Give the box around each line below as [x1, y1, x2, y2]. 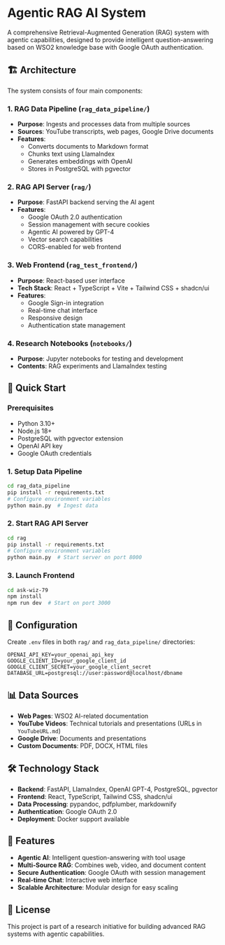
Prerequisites [7, 403, 54, 413]
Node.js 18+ [17, 427, 52, 435]
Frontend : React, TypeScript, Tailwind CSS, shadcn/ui [17, 792, 173, 800]
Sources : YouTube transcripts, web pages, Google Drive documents [17, 128, 215, 136]
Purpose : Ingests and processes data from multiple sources [17, 120, 191, 128]
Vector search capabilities [27, 235, 103, 243]
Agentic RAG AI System [7, 5, 147, 21]
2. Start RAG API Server [7, 518, 89, 528]
